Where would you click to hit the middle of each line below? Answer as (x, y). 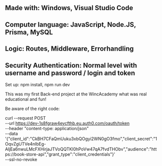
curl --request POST (26, 118)
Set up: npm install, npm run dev (37, 84)
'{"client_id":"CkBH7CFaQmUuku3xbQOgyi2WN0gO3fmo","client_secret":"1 (81, 139)
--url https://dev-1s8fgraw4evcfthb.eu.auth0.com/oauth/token (67, 123)
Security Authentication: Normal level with (71, 65)
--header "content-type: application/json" (47, 128)
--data (11, 133)
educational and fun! (26, 99)
